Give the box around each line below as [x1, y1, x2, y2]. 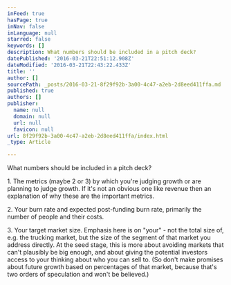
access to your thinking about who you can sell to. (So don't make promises [7, 255, 223, 264]
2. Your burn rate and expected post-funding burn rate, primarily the [7, 205, 202, 214]
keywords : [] [7, 42, 45, 49]
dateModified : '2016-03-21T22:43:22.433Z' [7, 62, 131, 68]
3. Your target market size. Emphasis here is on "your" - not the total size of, [7, 226, 224, 235]
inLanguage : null [7, 29, 57, 37]
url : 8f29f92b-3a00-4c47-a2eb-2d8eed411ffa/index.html [7, 132, 169, 139]
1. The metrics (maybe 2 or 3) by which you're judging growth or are [7, 177, 202, 185]
